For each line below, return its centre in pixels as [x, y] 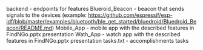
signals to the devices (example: [46, 15]
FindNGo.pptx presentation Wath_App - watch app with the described [93, 34]
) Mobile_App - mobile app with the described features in [123, 28]
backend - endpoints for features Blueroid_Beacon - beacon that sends [95, 9]
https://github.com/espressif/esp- [130, 15]
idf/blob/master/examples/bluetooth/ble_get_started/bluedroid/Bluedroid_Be [101, 21]
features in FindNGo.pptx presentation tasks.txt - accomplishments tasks [98, 41]
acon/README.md [29, 28]
